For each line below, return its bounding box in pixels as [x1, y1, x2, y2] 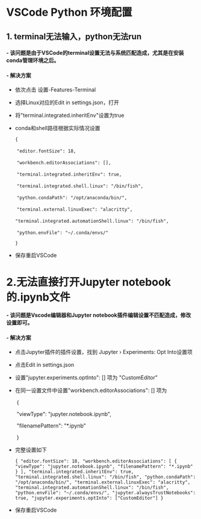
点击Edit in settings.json [14, 361, 75, 368]
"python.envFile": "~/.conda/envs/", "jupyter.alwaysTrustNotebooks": [14, 490, 196, 496]
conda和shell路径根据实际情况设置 [14, 125, 100, 132]
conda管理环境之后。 [6, 57, 60, 64]
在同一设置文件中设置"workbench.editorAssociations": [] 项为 [14, 387, 167, 394]
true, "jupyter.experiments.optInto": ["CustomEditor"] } [14, 495, 164, 502]
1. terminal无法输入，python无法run [6, 31, 142, 42]
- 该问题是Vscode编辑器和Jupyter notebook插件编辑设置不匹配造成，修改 [6, 311, 191, 319]
